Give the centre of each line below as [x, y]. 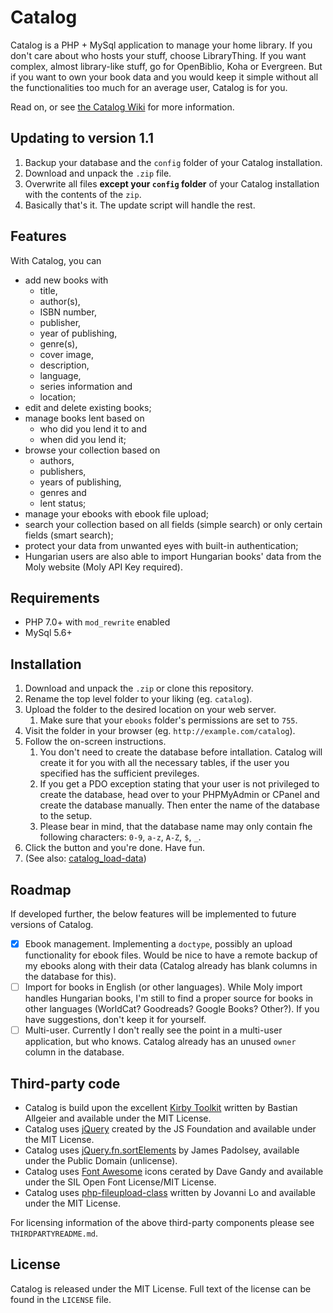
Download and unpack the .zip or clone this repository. [139, 688]
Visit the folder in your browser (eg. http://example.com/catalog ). [160, 731]
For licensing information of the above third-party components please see [162, 1222]
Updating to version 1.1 [82, 138]
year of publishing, [78, 333]
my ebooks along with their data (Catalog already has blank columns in [171, 966]
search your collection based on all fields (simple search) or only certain [173, 524]
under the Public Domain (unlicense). [101, 1160]
